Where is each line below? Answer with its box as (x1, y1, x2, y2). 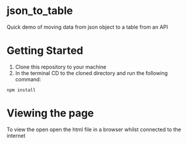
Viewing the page (6, 107, 94, 120)
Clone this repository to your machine (15, 63, 107, 70)
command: (15, 76, 42, 83)
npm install (6, 87, 36, 93)
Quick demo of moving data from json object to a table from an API (6, 23, 168, 30)
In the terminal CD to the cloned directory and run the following (15, 69, 168, 77)
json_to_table (6, 4, 73, 18)
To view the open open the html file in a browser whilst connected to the (6, 126, 181, 133)
